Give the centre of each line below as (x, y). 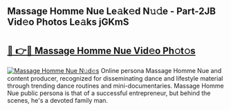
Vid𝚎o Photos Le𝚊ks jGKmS (68, 22)
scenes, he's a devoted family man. (58, 100)
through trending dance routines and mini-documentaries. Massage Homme (115, 86)
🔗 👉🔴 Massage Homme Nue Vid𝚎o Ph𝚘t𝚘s (101, 51)
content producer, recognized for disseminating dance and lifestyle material (115, 78)
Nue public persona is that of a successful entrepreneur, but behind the (109, 93)
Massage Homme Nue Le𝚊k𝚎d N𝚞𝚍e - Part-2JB (112, 11)
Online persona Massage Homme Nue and (161, 71)
